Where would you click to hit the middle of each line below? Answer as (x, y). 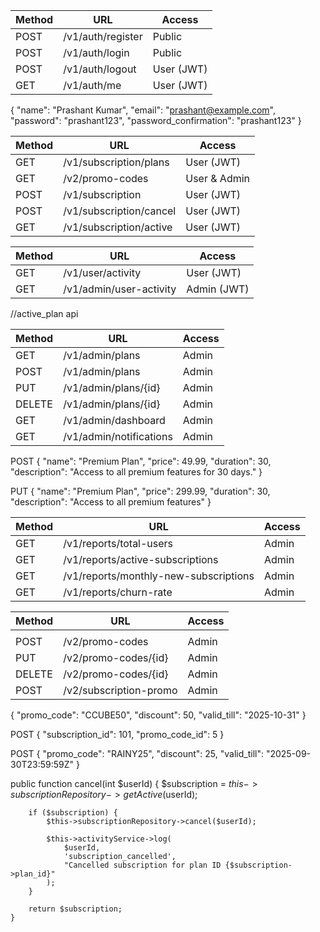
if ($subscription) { (73, 813)
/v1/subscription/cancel (120, 211)
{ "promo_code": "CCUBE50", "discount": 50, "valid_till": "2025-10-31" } (158, 715)
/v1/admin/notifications (118, 436)
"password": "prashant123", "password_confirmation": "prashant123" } (156, 120)
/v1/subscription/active (118, 227)
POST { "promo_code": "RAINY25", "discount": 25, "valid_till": (137, 753)
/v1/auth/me (92, 85)
